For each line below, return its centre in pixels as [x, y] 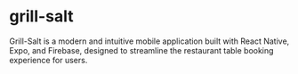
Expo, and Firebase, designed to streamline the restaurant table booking [141, 50]
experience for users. [48, 60]
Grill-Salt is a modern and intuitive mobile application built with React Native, [149, 41]
